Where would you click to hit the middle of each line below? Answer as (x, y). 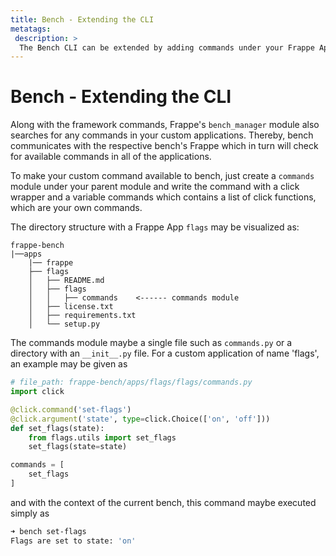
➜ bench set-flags (48, 531)
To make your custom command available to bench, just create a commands (162, 176)
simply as (30, 513)
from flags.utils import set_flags (102, 437)
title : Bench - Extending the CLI (82, 19)
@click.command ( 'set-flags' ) (71, 409)
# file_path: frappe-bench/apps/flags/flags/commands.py (131, 382)
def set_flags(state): (57, 428)
